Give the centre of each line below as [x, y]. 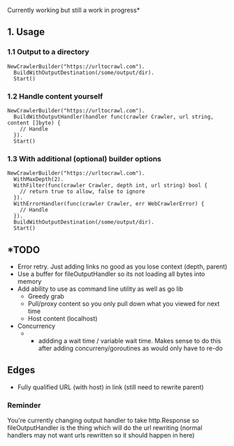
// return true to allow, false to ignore [82, 192]
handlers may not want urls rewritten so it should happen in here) [101, 436]
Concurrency [36, 326]
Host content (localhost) [63, 319]
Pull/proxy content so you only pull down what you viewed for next [124, 304]
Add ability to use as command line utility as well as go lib [100, 289]
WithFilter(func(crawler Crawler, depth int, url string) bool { [111, 186]
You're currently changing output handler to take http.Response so [103, 420]
